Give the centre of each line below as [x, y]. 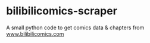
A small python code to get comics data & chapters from [75, 27]
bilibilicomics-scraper [62, 11]
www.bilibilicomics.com [35, 33]
